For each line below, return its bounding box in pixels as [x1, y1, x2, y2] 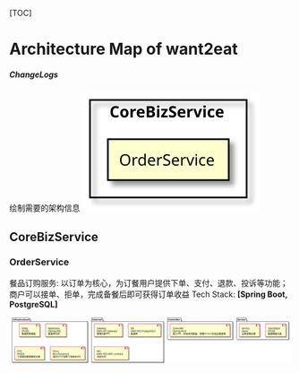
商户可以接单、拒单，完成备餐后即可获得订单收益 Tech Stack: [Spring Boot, [9, 289, 288, 299]
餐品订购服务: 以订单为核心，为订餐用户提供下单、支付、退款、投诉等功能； [9, 277, 288, 288]
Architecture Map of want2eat [9, 39, 239, 59]
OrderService [9, 256, 70, 268]
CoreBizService [9, 229, 98, 245]
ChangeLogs [9, 69, 58, 80]
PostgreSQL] [9, 299, 58, 309]
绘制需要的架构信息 [9, 203, 81, 213]
